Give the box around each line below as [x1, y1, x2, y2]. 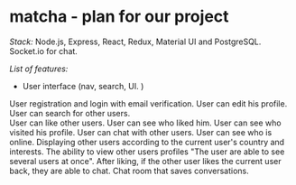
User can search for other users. [9, 107, 131, 118]
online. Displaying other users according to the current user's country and [9, 136, 285, 147]
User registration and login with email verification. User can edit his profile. [9, 97, 288, 109]
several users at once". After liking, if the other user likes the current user [9, 155, 282, 166]
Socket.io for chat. [9, 45, 79, 56]
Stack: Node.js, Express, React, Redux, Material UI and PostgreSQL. [9, 36, 262, 47]
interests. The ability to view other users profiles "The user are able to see [9, 146, 285, 157]
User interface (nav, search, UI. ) [22, 80, 144, 91]
